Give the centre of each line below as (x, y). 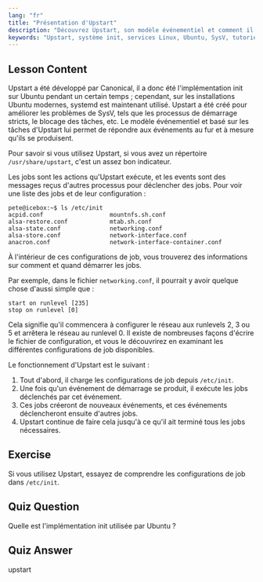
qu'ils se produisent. (41, 138)
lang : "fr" (26, 15)
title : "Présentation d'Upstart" (63, 23)
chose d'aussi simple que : (51, 289)
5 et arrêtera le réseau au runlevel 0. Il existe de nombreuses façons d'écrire (131, 333)
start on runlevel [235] (49, 303)
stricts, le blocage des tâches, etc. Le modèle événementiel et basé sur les (128, 122)
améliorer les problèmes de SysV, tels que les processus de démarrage (122, 113)
